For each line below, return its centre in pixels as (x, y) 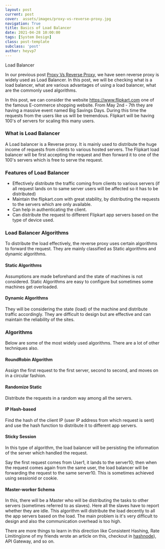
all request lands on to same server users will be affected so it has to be (85, 189)
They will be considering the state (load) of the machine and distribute (76, 309)
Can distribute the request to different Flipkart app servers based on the (85, 215)
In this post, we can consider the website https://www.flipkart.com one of (80, 100)
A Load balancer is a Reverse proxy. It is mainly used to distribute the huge (81, 144)
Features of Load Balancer (37, 172)
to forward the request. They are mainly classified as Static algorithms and (81, 249)
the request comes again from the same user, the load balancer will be (77, 467)
